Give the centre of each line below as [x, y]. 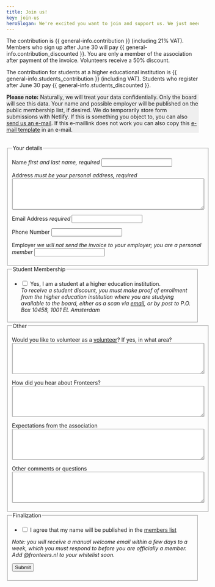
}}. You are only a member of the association [136, 54]
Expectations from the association [55, 425]
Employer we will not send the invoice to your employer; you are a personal [107, 245]
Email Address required [41, 219]
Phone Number [31, 232]
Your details [27, 148]
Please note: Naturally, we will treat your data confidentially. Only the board [102, 97]
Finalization [27, 515]
